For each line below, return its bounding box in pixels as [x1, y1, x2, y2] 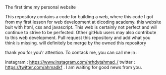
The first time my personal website [5, 4, 76, 10]
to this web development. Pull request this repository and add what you [5, 35, 151, 40]
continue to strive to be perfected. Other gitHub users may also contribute [5, 30, 157, 35]
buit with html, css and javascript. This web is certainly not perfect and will [5, 24, 158, 30]
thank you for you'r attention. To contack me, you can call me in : [5, 49, 138, 55]
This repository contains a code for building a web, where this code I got [5, 14, 154, 19]
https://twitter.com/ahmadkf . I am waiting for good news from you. [5, 64, 142, 70]
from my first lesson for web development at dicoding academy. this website [5, 19, 162, 25]
